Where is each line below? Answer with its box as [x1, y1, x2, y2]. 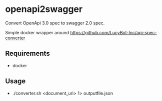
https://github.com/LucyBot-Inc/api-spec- [69, 29, 157, 35]
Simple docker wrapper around [5, 29, 69, 35]
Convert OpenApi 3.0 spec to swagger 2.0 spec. [5, 20, 105, 26]
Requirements [5, 49, 50, 58]
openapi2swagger [5, 3, 83, 15]
